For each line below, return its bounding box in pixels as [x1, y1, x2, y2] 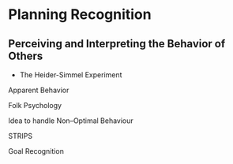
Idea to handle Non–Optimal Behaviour [8, 116, 134, 125]
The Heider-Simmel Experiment [19, 70, 122, 80]
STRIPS [8, 132, 33, 140]
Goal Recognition [8, 147, 65, 155]
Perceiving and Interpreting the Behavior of [8, 37, 226, 50]
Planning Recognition [8, 6, 152, 24]
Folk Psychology [8, 101, 62, 110]
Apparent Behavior [8, 85, 70, 95]
